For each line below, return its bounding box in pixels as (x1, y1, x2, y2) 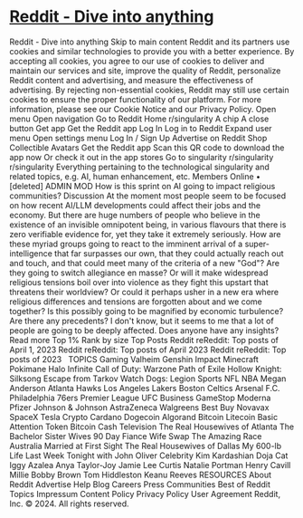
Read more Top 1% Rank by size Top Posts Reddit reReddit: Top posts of (9, 334, 279, 345)
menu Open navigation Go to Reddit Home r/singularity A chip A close (9, 113, 270, 124)
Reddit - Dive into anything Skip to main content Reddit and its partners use (9, 36, 290, 47)
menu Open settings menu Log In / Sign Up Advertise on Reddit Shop (9, 132, 268, 143)
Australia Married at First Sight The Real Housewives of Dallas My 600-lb (9, 440, 282, 451)
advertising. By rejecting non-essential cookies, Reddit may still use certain (9, 84, 289, 95)
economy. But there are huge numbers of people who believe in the (9, 209, 260, 220)
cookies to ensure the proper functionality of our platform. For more (9, 93, 262, 105)
